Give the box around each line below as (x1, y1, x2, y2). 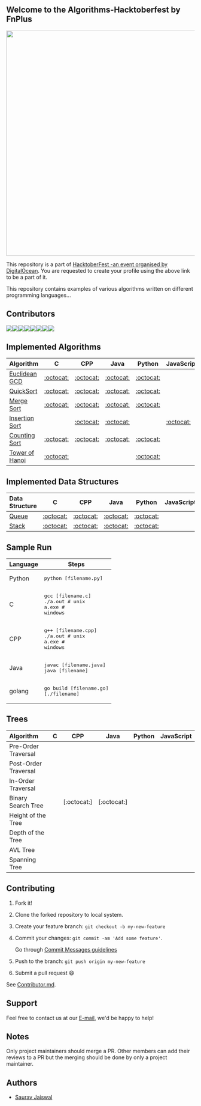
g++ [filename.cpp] (44, 627, 98, 634)
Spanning (9, 855, 36, 864)
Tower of (9, 449, 35, 457)
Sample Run (6, 542, 52, 552)
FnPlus (6, 14, 33, 25)
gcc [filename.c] (44, 593, 92, 600)
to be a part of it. (6, 273, 48, 281)
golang (9, 687, 29, 696)
